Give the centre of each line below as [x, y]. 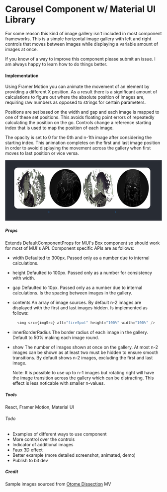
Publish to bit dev [30, 460]
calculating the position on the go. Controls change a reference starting [78, 123]
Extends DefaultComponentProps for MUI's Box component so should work [83, 243]
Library [20, 20]
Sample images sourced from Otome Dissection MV [58, 484]
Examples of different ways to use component [59, 434]
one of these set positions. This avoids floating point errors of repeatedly [80, 117]
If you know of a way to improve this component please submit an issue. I [80, 59]
